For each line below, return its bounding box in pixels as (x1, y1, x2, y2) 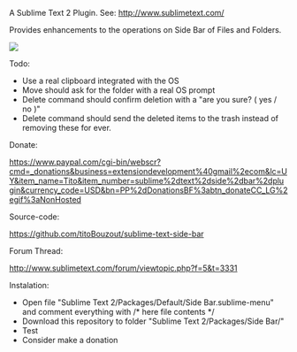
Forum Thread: (9, 246, 64, 256)
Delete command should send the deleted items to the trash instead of (21, 113, 279, 123)
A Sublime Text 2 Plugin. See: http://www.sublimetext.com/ (9, 8, 225, 18)
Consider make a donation (21, 335, 118, 345)
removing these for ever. (21, 123, 112, 133)
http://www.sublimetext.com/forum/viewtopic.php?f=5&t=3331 (9, 263, 238, 273)
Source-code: (9, 211, 60, 222)
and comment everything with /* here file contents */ (21, 307, 215, 317)
